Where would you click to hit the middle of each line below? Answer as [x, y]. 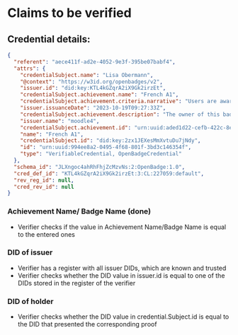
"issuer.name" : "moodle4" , [60, 121]
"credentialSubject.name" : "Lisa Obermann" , [87, 75]
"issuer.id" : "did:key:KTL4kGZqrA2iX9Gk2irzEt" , [93, 88]
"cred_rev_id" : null [44, 187]
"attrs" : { [30, 69]
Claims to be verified [70, 13]
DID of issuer [30, 252]
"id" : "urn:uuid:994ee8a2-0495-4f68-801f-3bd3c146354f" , [106, 147]
